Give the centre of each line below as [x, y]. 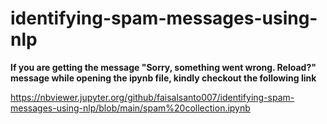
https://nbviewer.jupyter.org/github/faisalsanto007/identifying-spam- [152, 97]
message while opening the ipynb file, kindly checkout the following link [163, 78]
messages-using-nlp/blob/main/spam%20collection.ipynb [130, 108]
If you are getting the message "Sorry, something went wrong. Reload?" [163, 67]
